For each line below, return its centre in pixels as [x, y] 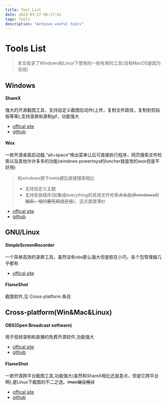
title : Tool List [23, 10]
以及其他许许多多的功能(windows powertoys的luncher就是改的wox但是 [82, 161]
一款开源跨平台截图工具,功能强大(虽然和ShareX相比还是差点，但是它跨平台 [82, 375]
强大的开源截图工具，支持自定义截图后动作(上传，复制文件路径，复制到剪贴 [83, 110]
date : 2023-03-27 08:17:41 [33, 15]
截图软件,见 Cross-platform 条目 [38, 296]
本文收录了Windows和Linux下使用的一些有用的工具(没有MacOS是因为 [89, 63]
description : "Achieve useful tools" [44, 24]
